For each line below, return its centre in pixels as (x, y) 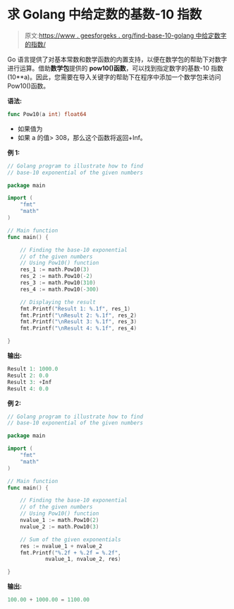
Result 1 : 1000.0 (33, 369)
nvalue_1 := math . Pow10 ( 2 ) (60, 521)
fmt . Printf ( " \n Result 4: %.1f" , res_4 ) (79, 329)
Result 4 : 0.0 (28, 389)
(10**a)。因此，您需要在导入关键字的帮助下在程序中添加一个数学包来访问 (114, 77)
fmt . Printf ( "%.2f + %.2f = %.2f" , (70, 552)
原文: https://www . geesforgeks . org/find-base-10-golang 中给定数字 (125, 35)
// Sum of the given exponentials (70, 539)
